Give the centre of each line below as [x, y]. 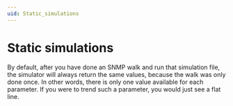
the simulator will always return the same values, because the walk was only [116, 74]
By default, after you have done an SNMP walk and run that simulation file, [114, 67]
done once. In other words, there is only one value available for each [105, 82]
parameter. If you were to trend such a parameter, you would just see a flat [114, 89]
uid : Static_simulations [43, 14]
